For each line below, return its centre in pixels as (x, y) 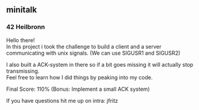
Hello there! (20, 40)
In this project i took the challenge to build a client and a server (84, 46)
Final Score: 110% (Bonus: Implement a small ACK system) (78, 89)
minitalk (22, 10)
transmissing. (23, 71)
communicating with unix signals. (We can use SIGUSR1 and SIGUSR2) (94, 53)
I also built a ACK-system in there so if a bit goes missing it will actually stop (100, 64)
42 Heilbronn (26, 27)
